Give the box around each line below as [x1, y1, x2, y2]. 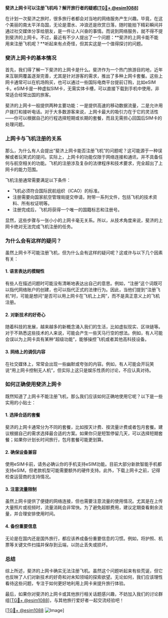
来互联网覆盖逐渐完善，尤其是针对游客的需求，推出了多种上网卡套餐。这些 [5, 73, 158, 79]
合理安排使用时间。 [18, 511, 58, 517]
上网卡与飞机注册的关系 [5, 135, 61, 142]
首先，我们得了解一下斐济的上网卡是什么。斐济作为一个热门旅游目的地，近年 [5, 67, 163, 73]
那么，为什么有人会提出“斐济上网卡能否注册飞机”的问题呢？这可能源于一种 [5, 148, 158, 154]
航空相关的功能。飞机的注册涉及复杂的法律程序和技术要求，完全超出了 [13, 160, 158, 166]
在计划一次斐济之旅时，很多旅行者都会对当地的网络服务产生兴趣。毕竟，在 [5, 16, 158, 22]
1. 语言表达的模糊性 [5, 268, 45, 274]
